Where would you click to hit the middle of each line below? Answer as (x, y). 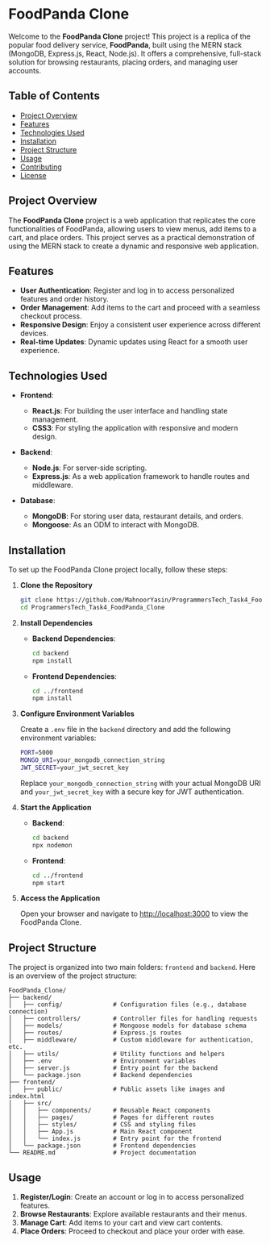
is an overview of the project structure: (73, 976)
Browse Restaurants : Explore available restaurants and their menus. (133, 1214)
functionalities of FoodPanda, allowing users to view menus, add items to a (133, 229)
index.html (27, 1096)
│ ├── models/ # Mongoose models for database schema (128, 1026)
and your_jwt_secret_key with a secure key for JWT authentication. (132, 792)
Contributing (41, 167)
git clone (37, 600)
